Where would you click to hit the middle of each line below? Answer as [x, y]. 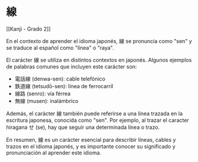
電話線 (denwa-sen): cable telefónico [60, 79]
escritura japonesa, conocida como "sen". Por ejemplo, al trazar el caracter [98, 120]
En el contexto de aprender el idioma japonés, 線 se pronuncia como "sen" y [99, 41]
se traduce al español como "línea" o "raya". [60, 47]
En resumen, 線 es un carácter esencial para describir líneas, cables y [91, 140]
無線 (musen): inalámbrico [46, 101]
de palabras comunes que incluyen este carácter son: [72, 66]
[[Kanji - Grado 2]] [29, 29]
